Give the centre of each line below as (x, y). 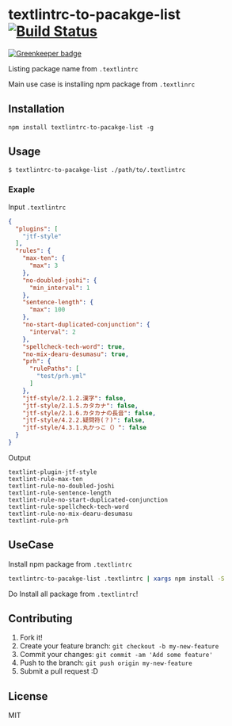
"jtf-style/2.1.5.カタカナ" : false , (80, 406)
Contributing (40, 619)
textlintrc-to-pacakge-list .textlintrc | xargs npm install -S (116, 579)
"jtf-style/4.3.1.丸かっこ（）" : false (84, 428)
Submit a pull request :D (59, 671)
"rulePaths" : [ (54, 369)
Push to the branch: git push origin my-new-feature (106, 663)
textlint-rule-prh (38, 521)
